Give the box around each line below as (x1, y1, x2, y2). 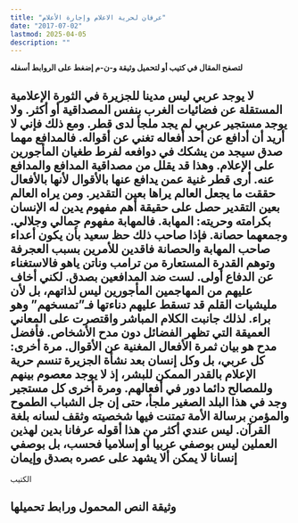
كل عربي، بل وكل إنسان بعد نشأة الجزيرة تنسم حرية (10, 353, 266, 368)
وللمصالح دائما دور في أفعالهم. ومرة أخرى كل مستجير (10, 380, 273, 396)
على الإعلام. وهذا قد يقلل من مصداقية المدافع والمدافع (10, 158, 275, 173)
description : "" (10, 37, 70, 47)
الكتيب (10, 474, 32, 485)
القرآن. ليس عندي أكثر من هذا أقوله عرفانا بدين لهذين (10, 422, 271, 437)
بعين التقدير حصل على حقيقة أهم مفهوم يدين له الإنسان (10, 200, 280, 215)
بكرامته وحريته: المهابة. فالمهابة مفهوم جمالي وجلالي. (10, 213, 271, 228)
